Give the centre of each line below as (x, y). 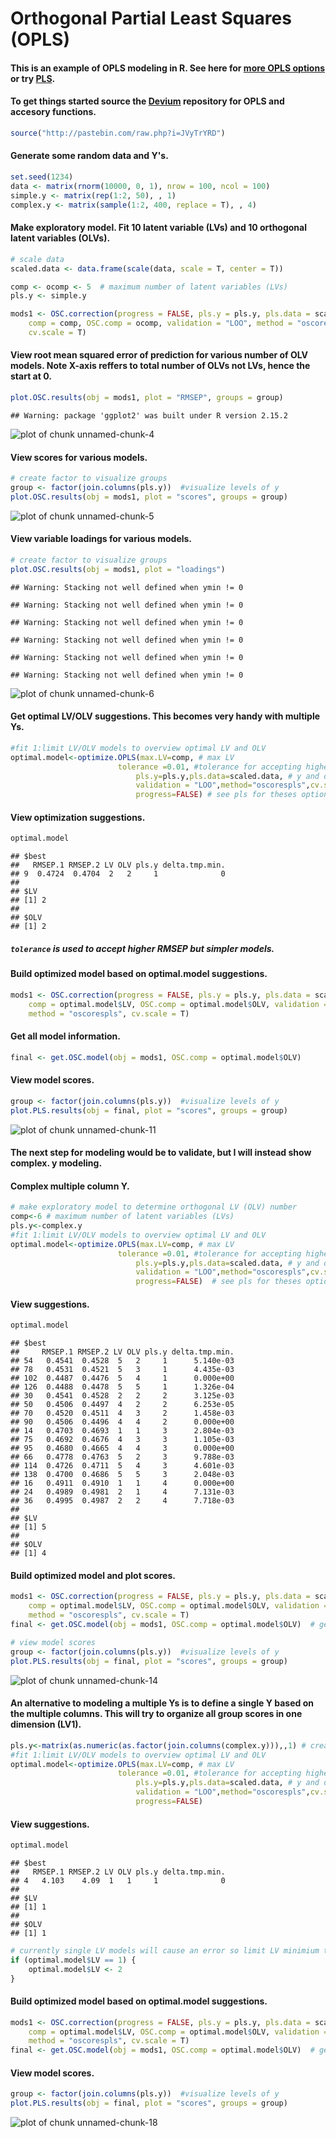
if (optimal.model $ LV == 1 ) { (73, 1960)
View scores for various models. (79, 457)
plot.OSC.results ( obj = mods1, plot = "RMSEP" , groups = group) (147, 398)
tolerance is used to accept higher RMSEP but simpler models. (142, 948)
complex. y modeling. (56, 1163)
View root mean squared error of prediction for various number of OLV (159, 355)
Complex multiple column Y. (70, 1186)
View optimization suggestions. (78, 817)
